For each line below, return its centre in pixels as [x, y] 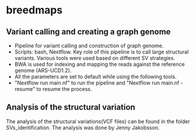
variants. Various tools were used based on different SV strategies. [95, 58]
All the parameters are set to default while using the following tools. [95, 77]
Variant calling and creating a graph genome [88, 32]
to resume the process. [64, 89]
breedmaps [34, 10]
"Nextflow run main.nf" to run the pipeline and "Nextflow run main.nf [97, 83]
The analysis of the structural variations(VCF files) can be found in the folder [98, 121]
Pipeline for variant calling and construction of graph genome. [89, 45]
